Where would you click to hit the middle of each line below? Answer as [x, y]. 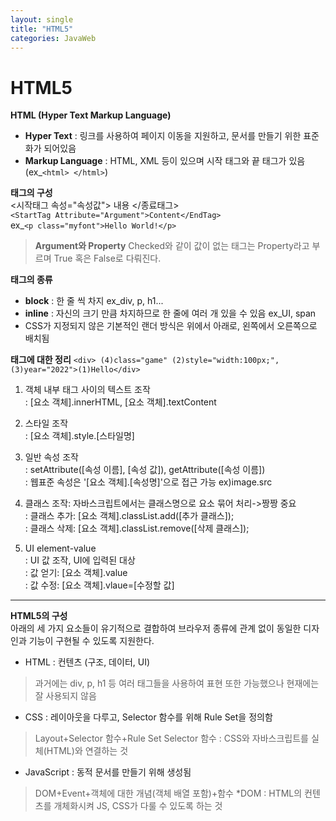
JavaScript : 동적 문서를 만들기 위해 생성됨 [108, 772]
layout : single [42, 19]
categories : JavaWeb [53, 38]
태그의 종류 [31, 280]
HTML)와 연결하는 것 [87, 751]
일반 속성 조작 [51, 457]
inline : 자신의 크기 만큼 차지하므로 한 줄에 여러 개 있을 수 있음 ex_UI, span [170, 313]
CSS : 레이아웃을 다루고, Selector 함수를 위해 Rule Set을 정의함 [148, 717]
